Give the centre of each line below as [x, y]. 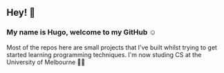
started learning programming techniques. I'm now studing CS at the [104, 54]
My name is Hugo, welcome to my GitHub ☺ [82, 32]
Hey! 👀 [21, 13]
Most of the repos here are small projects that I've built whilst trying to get [112, 47]
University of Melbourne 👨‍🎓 [46, 62]
